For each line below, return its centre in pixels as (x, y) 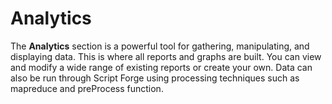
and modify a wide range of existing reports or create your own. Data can (161, 67)
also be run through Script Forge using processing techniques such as (155, 78)
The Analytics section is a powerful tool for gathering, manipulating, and (160, 46)
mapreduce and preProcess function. (87, 88)
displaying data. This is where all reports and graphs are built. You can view (166, 56)
